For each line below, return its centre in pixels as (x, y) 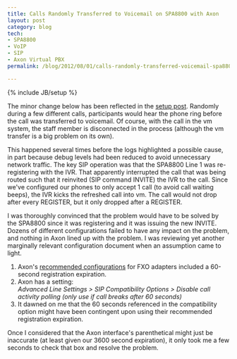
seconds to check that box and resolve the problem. (83, 347)
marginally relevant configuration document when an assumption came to (114, 245)
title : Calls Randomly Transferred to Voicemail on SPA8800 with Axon (113, 14)
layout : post (26, 20)
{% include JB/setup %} (42, 92)
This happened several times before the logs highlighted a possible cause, (115, 149)
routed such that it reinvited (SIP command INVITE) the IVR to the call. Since (118, 179)
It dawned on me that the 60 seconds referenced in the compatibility (117, 304)
